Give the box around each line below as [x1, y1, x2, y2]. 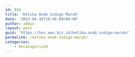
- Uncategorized [14, 44, 48, 49]
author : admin [5, 21, 35, 26]
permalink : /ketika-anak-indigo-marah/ [5, 35, 88, 40]
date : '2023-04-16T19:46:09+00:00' [5, 16, 79, 21]
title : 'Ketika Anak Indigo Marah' [5, 12, 79, 17]
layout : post [5, 26, 32, 31]
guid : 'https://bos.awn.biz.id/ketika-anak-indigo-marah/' [5, 30, 131, 35]
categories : [5, 40, 30, 45]
